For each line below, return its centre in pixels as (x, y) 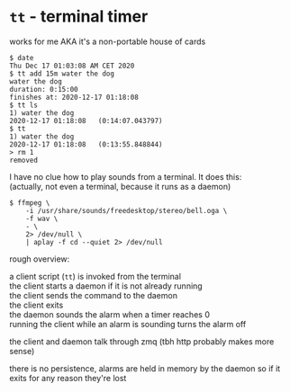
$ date (22, 58)
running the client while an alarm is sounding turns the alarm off (128, 324)
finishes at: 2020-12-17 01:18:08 (74, 97)
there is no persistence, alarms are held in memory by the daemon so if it (145, 368)
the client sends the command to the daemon (94, 295)
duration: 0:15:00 (44, 89)
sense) (22, 351)
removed (24, 160)
